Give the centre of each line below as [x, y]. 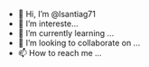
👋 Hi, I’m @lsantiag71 [57, 14]
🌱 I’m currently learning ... [66, 33]
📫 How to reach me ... [60, 53]
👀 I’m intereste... [48, 24]
